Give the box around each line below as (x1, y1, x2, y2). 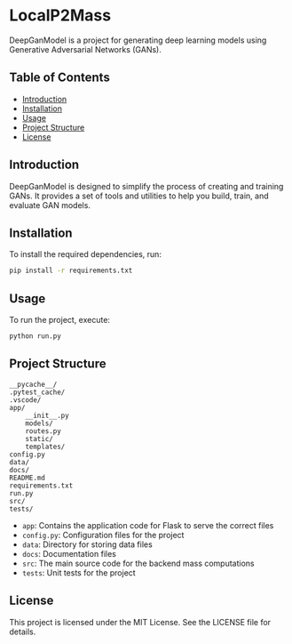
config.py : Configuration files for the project (21, 529, 185, 540)
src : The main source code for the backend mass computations (21, 558, 255, 568)
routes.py (25, 426, 62, 436)
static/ (25, 434, 53, 443)
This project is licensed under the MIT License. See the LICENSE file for (9, 616, 272, 627)
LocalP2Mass (9, 5, 112, 26)
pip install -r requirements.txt (9, 266, 133, 276)
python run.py (9, 332, 62, 341)
